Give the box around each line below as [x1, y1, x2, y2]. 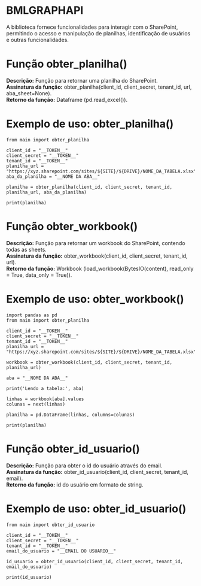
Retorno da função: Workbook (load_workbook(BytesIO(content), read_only [6, 265, 194, 272]
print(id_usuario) [6, 574, 52, 580]
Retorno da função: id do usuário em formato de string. [6, 481, 144, 488]
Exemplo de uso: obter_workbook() [6, 292, 184, 306]
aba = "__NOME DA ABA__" [6, 375, 68, 381]
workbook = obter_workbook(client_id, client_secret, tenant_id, [6, 359, 172, 366]
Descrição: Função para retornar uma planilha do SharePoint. [6, 77, 159, 84]
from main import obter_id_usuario [6, 522, 95, 528]
